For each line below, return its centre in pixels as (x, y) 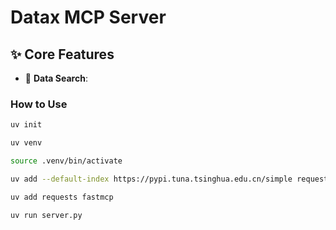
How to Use (39, 104)
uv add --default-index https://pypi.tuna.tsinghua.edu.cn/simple (151, 179)
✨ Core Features (62, 54)
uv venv (26, 143)
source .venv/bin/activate (66, 161)
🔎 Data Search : (56, 78)
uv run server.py (46, 215)
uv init (26, 125)
